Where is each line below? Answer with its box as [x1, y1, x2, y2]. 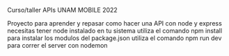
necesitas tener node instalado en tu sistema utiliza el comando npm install [7, 27, 223, 35]
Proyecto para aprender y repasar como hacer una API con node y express [7, 19, 223, 27]
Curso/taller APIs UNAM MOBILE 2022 [7, 6, 118, 14]
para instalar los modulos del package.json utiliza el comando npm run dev [7, 34, 222, 42]
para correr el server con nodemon [7, 41, 108, 49]
